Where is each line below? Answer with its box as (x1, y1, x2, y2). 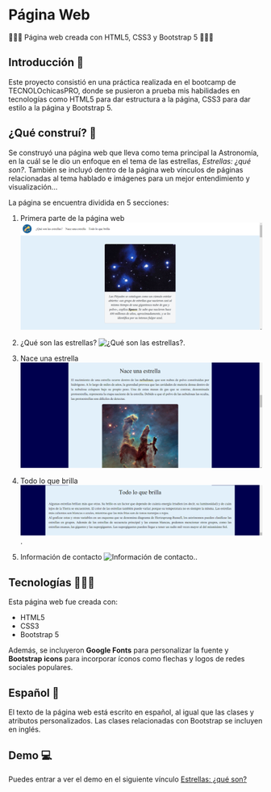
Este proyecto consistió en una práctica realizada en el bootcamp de (8, 77, 236, 86)
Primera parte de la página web (19, 213, 125, 223)
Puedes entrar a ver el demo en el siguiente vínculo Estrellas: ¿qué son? (8, 774, 248, 784)
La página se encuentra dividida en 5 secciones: (8, 198, 169, 207)
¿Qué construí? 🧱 (8, 127, 97, 140)
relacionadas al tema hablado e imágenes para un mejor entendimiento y (8, 173, 250, 183)
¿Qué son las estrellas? (19, 337, 98, 348)
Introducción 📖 (8, 56, 84, 69)
